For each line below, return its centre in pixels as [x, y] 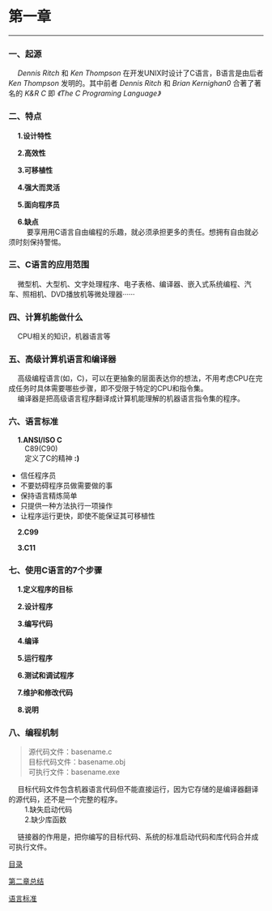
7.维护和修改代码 [45, 692]
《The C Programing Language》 [109, 93]
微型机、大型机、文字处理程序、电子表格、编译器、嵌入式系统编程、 [131, 283]
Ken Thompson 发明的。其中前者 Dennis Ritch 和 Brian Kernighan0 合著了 [132, 83]
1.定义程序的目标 [45, 590]
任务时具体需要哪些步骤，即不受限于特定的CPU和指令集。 [111, 389]
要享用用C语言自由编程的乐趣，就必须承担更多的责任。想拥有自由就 [139, 232]
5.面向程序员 [39, 204]
